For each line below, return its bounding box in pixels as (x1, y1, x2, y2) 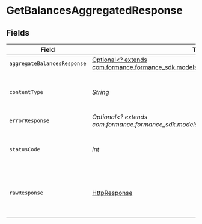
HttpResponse (92, 189, 133, 197)
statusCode (9, 146, 40, 152)
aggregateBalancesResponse (9, 60, 87, 67)
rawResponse (9, 190, 44, 196)
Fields (6, 28, 30, 38)
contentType (9, 89, 44, 95)
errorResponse (9, 117, 50, 124)
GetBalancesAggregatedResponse (6, 4, 183, 17)
